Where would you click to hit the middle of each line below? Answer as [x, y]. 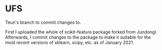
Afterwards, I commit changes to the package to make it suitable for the [78, 37]
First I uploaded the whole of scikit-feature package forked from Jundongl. [81, 32]
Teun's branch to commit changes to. [43, 22]
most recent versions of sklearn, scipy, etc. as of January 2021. [70, 42]
